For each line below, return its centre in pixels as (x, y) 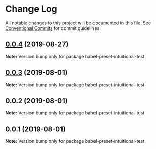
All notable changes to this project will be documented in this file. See (78, 23)
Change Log (31, 9)
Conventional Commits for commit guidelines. (53, 28)
